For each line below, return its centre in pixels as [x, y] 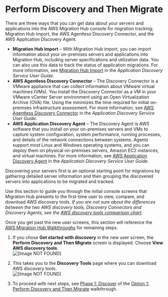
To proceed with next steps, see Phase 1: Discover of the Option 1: [81, 283]
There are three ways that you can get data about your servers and [74, 23]
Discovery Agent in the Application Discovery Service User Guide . [81, 161]
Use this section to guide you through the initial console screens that [76, 191]
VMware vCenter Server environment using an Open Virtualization [81, 97]
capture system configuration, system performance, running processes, [87, 134]
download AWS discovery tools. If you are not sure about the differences [80, 202]
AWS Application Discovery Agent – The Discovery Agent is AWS [81, 124]
